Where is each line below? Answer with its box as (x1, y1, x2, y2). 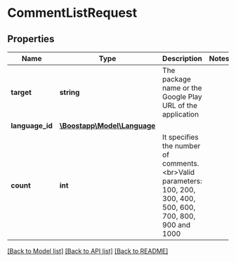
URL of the (162, 100, 198, 110)
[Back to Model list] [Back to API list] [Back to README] (7, 247, 169, 255)
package (162, 74, 192, 84)
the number (162, 141, 201, 150)
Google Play (162, 92, 202, 101)
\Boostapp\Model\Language (59, 121, 156, 131)
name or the (162, 83, 202, 93)
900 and (162, 220, 191, 230)
